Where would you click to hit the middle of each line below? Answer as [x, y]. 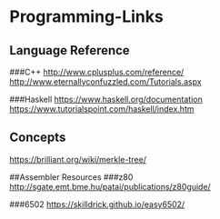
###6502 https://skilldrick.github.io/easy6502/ [97, 204]
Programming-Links [86, 17]
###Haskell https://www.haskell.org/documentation [106, 99]
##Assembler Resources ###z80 [71, 177]
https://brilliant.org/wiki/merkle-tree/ [78, 159]
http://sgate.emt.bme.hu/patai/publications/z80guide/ [110, 186]
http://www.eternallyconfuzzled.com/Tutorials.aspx [105, 82]
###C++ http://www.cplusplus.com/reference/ [97, 72]
